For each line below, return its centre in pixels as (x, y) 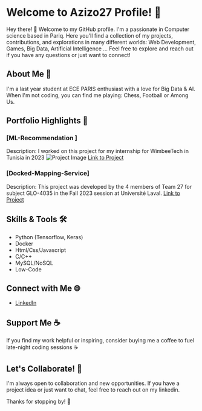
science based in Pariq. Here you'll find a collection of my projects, (90, 35)
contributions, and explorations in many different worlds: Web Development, (101, 42)
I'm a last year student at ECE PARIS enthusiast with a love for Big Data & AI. (101, 89)
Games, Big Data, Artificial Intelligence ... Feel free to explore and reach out (100, 49)
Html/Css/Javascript (41, 250)
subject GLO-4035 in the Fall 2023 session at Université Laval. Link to (93, 193)
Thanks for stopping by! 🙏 (38, 401)
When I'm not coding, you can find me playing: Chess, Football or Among (97, 95)
